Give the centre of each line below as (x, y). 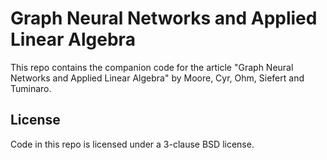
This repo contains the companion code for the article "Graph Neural (152, 67)
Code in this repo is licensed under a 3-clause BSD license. (132, 144)
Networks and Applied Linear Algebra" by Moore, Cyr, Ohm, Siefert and (157, 78)
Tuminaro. (31, 88)
